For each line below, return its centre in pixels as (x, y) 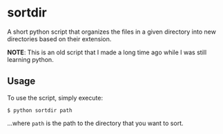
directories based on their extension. (59, 38)
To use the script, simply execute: (55, 98)
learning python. (30, 59)
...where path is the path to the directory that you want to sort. (95, 123)
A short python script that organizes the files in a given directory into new (111, 32)
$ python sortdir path (40, 110)
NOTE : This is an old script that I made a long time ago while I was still (107, 52)
